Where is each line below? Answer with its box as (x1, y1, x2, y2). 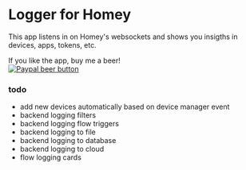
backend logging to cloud (19, 145, 105, 154)
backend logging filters (19, 110, 97, 120)
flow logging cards (19, 153, 82, 162)
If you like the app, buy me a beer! (8, 56, 121, 65)
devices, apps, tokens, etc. (8, 40, 97, 49)
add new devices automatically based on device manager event (19, 102, 230, 112)
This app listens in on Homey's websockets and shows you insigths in (8, 32, 238, 41)
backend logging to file (19, 127, 96, 137)
